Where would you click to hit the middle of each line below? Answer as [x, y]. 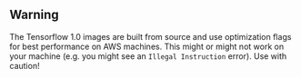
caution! [25, 65]
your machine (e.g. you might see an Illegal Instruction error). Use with [148, 56]
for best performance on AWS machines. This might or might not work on [147, 46]
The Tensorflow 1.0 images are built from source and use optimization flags [150, 36]
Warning [34, 15]
